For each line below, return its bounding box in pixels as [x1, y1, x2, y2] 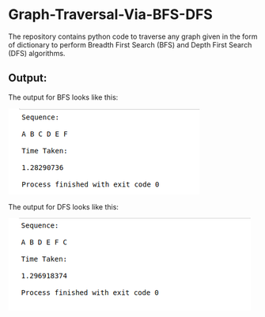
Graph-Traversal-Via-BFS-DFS [8, 6, 214, 24]
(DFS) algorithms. [8, 48, 66, 58]
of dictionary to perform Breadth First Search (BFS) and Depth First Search [8, 40, 252, 49]
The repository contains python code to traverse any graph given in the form [8, 32, 259, 41]
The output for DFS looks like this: [8, 202, 119, 211]
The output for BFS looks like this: [8, 92, 119, 102]
